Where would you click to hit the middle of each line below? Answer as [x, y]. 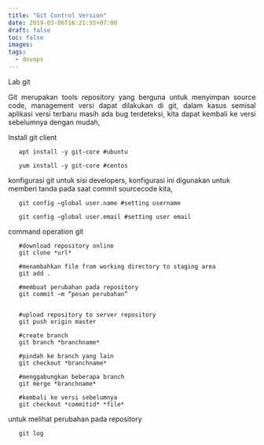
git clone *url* [45, 253]
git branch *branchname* [59, 342]
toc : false [26, 37]
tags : [17, 52]
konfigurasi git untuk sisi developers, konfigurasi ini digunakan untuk [119, 180]
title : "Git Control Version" [58, 15]
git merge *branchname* [57, 384]
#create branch [43, 336]
